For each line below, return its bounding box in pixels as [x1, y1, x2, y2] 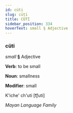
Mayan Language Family [5, 102, 56, 108]
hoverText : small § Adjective [5, 26, 68, 31]
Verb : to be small [5, 63, 41, 69]
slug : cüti [5, 12, 28, 17]
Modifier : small [5, 83, 37, 89]
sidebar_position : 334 [5, 21, 52, 26]
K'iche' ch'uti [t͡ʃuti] [5, 92, 45, 98]
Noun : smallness [5, 73, 40, 79]
